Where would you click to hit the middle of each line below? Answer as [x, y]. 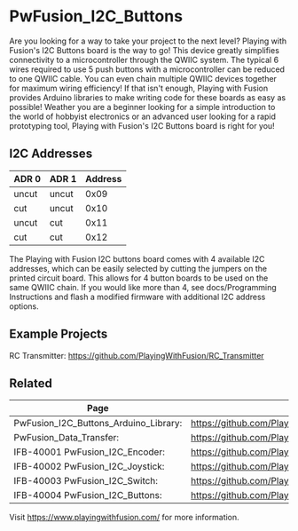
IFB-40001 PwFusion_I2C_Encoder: [90, 452]
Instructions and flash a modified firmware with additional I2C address [137, 297]
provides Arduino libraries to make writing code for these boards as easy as [148, 97]
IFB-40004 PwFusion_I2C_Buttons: [88, 495]
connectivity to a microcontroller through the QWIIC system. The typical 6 [144, 59]
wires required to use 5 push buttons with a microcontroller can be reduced [147, 69]
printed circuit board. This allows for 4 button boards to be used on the [139, 278]
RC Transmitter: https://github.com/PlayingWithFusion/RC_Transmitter [137, 355]
